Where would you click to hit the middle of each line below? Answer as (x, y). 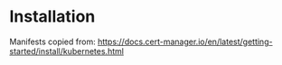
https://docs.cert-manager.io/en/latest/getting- (185, 42)
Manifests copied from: (53, 42)
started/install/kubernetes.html (67, 51)
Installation (52, 17)
